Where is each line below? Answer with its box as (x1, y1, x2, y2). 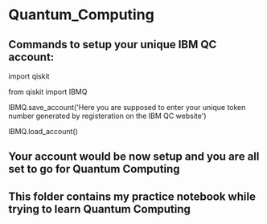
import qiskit (8, 71, 50, 81)
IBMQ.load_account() (8, 127, 79, 136)
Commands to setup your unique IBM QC (8, 38, 217, 51)
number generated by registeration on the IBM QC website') (8, 111, 207, 120)
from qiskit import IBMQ (8, 87, 88, 96)
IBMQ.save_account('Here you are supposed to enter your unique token (8, 103, 246, 112)
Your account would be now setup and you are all (8, 150, 260, 164)
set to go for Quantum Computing (8, 162, 180, 176)
